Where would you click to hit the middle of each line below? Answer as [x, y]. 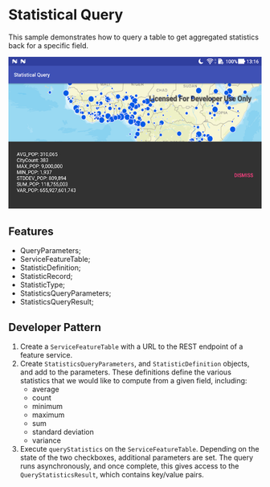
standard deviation [63, 432]
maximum [48, 415]
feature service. [46, 354]
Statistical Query [66, 15]
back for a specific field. [49, 45]
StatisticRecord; [46, 276]
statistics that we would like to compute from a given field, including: [133, 380]
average [45, 389]
